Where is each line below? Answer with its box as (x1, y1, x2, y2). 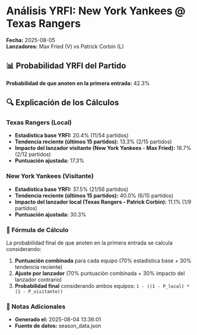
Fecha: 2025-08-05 (6, 36, 55, 43)
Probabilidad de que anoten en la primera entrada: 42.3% (6, 79, 150, 87)
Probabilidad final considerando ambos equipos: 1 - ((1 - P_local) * (14, 283, 190, 290)
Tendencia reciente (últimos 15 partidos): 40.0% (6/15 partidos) (14, 192, 174, 199)
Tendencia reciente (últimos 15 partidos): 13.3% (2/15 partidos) (14, 138, 172, 145)
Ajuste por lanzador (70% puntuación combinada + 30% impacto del (14, 270, 185, 277)
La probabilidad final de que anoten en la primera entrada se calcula (6, 239, 173, 246)
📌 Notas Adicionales (6, 302, 66, 311)
